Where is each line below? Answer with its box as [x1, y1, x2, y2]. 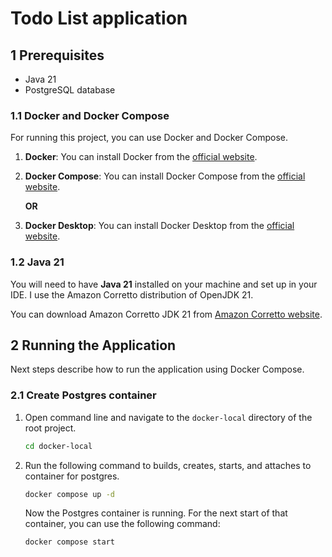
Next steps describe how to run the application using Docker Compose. [10, 363, 305, 376]
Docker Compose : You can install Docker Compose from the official [24, 170, 306, 182]
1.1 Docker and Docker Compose [10, 108, 170, 122]
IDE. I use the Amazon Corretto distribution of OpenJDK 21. [10, 288, 254, 301]
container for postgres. [24, 470, 120, 482]
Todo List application [10, 7, 188, 30]
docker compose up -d [24, 489, 115, 499]
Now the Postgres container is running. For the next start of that [24, 507, 288, 519]
